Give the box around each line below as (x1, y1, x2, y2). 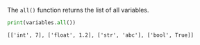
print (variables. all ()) (7, 19, 76, 26)
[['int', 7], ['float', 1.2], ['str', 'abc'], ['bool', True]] (7, 31, 194, 39)
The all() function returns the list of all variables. (7, 6, 149, 14)
